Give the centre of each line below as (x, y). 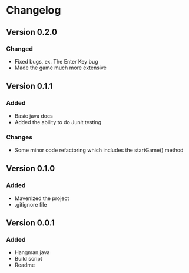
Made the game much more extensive (61, 68)
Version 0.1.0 (31, 169)
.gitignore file (31, 204)
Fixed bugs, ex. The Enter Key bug (56, 61)
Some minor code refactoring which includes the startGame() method (99, 150)
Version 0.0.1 (30, 223)
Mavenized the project (42, 198)
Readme (25, 265)
